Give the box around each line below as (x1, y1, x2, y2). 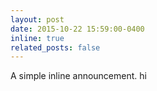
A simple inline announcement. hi (10, 70, 147, 82)
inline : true (10, 33, 65, 43)
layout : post (10, 14, 65, 25)
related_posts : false (10, 42, 101, 53)
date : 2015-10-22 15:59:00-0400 (10, 24, 145, 34)
